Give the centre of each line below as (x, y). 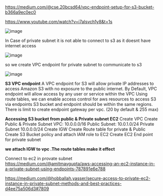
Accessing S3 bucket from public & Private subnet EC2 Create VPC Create (81, 119)
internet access (21, 46)
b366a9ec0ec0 (21, 12)
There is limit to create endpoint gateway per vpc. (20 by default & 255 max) (82, 109)
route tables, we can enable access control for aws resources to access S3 (81, 99)
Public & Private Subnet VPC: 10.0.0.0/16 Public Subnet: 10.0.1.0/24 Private (80, 124)
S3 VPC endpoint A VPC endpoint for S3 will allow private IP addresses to (80, 83)
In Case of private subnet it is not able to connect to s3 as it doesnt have (78, 40)
